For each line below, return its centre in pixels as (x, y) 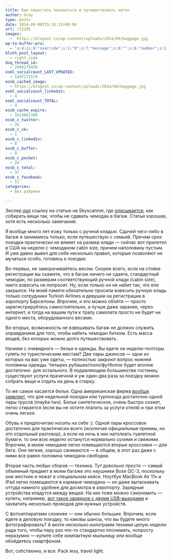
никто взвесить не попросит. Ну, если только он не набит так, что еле (82, 285)
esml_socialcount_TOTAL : (32, 101)
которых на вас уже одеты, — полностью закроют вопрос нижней (78, 359)
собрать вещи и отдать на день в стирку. (51, 381)
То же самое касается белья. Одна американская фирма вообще (77, 391)
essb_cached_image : (26, 82)
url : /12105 (18, 29)
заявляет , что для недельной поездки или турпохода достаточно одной (84, 396)
